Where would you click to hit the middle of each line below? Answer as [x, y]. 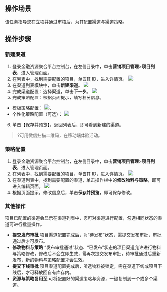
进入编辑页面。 [28, 186]
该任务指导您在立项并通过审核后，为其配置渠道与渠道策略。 [66, 22]
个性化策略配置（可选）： [38, 114]
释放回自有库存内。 [54, 272]
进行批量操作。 [29, 224]
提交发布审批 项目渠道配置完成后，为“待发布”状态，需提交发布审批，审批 [87, 235]
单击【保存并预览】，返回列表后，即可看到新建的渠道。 [68, 125]
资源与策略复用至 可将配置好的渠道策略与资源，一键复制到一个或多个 [83, 279]
